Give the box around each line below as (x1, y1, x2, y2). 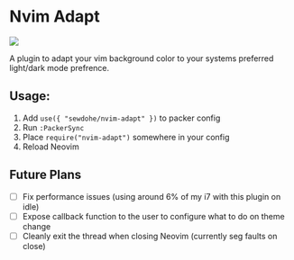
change (22, 220, 51, 231)
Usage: (9, 88, 51, 104)
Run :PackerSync (22, 121, 85, 132)
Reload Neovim (22, 141, 79, 152)
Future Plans (9, 167, 82, 183)
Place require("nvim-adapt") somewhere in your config (22, 131, 230, 142)
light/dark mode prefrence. (9, 62, 110, 73)
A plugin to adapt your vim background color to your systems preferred (9, 52, 274, 64)
